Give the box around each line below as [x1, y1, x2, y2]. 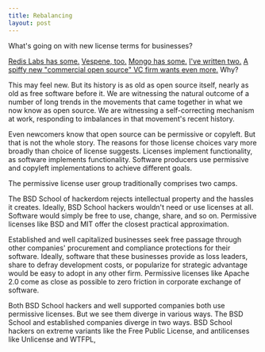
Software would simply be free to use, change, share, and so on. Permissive [8, 211, 257, 220]
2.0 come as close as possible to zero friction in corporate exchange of [8, 277, 241, 286]
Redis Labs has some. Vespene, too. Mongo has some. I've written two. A [8, 56, 248, 66]
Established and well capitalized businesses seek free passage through [8, 234, 242, 244]
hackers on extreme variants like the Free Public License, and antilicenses [8, 326, 250, 335]
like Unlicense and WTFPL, [8, 335, 97, 344]
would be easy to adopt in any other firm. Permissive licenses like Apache [8, 268, 250, 278]
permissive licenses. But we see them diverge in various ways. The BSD [8, 309, 244, 319]
